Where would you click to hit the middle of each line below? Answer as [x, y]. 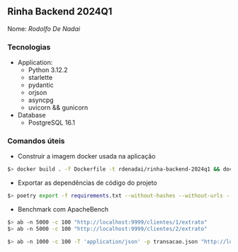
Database [32, 115]
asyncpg [41, 100]
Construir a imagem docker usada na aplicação [86, 156]
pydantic [41, 85]
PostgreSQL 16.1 [52, 122]
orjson [38, 93]
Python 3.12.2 [48, 70]
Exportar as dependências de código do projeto [87, 183]
